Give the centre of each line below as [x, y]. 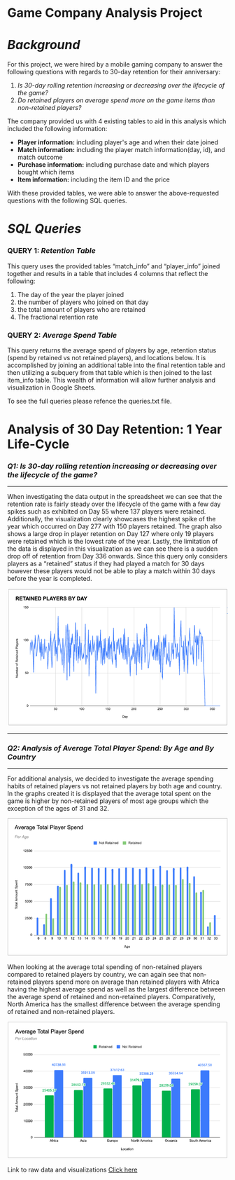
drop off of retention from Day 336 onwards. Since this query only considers [117, 556]
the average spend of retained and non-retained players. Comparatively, [111, 997]
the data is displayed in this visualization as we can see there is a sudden [113, 549]
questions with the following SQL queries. [67, 200]
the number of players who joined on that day [83, 302]
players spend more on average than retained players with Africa [126, 982]
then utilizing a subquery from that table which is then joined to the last [109, 372]
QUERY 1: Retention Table [51, 251]
